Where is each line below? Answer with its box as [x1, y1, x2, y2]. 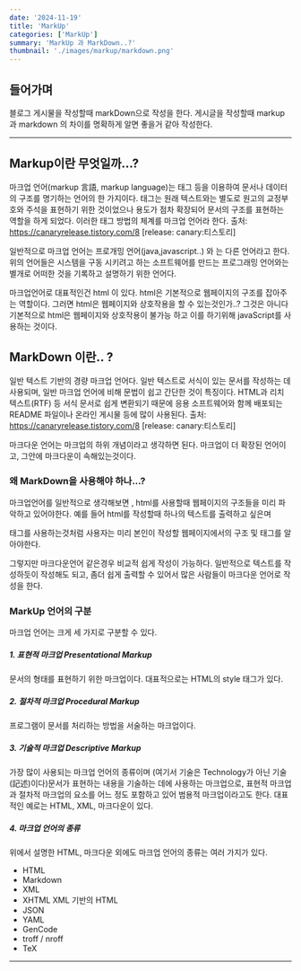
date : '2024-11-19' [9, 13, 82, 22]
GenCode [21, 924, 58, 935]
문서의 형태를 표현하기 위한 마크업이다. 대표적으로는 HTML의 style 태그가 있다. [9, 674, 284, 684]
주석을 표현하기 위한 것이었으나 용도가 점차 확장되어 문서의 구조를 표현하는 [25, 204, 285, 215]
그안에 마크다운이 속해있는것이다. [21, 450, 136, 461]
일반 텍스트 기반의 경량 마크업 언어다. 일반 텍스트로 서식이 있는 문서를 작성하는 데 [9, 375, 291, 386]
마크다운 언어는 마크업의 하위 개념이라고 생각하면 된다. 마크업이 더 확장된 [9, 439, 262, 450]
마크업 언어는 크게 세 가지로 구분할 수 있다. [9, 627, 158, 638]
